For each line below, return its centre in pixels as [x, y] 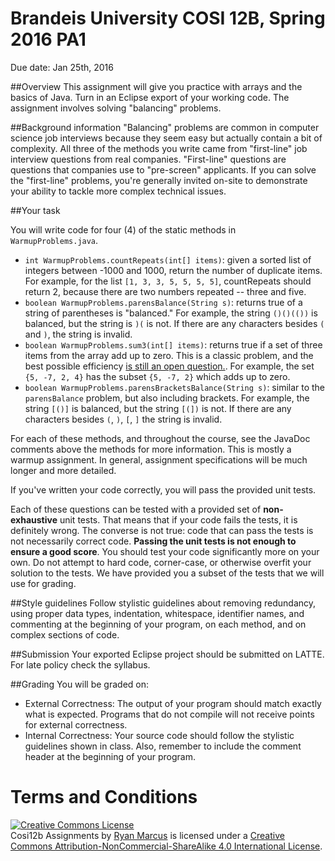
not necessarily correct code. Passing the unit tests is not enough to [153, 541]
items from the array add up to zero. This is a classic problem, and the [169, 355]
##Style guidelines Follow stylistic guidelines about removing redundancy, [163, 603]
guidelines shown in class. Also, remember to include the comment [163, 746]
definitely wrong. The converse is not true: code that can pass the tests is [162, 530]
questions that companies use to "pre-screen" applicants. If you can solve [163, 169]
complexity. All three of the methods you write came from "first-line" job [159, 148]
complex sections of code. [65, 634]
